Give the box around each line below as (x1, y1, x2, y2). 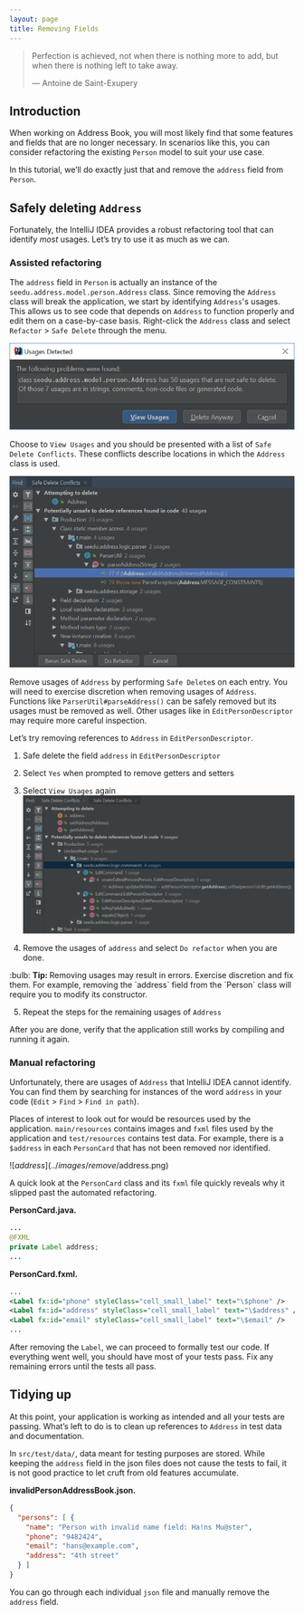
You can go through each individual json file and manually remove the (9, 1586, 270, 1598)
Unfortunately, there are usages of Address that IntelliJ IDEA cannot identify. (9, 1077, 292, 1088)
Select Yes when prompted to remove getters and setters (22, 767, 235, 778)
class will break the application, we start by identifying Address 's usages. (9, 296, 280, 307)
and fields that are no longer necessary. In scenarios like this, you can (9, 137, 270, 149)
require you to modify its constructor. (9, 988, 147, 1000)
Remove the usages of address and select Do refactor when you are (22, 942, 278, 953)
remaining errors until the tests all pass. (9, 1361, 157, 1372)
